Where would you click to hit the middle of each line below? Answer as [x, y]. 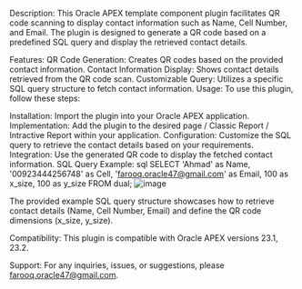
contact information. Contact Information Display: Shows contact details [144, 69]
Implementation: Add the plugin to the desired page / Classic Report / [139, 125]
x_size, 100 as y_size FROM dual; [71, 184]
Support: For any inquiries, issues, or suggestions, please [117, 265]
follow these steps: [45, 98]
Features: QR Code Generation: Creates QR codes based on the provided [146, 60]
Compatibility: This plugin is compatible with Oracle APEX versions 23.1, [144, 238]
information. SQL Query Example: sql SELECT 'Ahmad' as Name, [130, 164]
